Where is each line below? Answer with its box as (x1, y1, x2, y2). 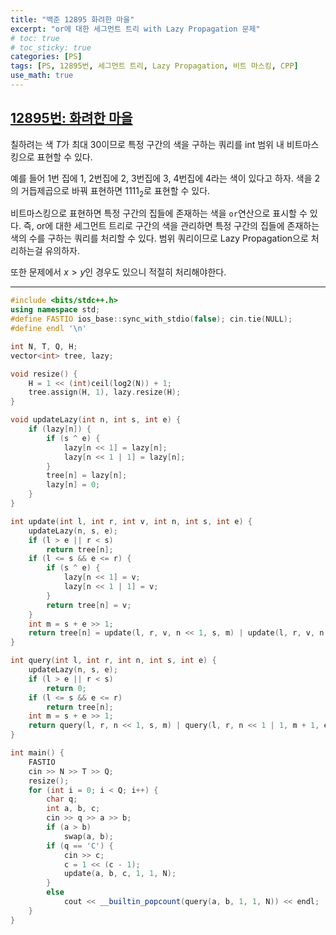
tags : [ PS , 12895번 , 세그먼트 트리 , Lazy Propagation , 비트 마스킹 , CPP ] (10, 61, 299, 71)
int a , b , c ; (46, 804, 101, 814)
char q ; (46, 794, 78, 805)
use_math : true (10, 71, 74, 81)
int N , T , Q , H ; (10, 341, 78, 351)
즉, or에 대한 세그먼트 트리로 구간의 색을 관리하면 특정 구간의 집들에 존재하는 (23, 220, 320, 232)
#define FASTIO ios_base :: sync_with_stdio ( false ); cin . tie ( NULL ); (10, 314, 293, 325)
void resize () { (10, 369, 78, 379)
